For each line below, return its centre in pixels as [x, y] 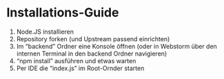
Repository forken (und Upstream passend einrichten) [93, 38]
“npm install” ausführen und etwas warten [76, 60]
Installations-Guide [63, 13]
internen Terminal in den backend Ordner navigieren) [92, 54]
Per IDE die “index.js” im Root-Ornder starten [80, 68]
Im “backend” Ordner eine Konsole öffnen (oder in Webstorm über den [117, 46]
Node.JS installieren [45, 32]
